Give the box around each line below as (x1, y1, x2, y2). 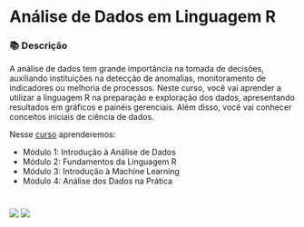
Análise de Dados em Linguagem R (9, 6, 277, 27)
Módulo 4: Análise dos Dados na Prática (22, 175, 173, 187)
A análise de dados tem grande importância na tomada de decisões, (9, 64, 265, 74)
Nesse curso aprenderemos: (9, 129, 116, 140)
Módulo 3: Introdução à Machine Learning (22, 166, 180, 177)
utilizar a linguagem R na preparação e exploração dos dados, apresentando (9, 93, 295, 104)
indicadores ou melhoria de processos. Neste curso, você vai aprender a (9, 83, 281, 94)
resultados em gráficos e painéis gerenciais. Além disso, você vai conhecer (9, 102, 292, 113)
